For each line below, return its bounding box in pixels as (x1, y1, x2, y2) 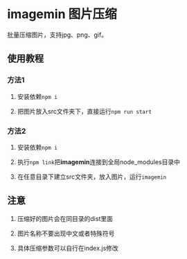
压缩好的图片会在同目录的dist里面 (17, 214, 113, 222)
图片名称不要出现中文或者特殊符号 (17, 229, 115, 238)
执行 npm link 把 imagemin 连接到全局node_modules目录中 (17, 157, 180, 166)
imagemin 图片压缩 (7, 6, 117, 22)
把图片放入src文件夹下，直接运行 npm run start (17, 107, 152, 115)
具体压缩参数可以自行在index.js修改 (17, 244, 119, 252)
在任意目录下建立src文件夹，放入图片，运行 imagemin (17, 172, 167, 181)
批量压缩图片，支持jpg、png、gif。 (7, 30, 108, 39)
